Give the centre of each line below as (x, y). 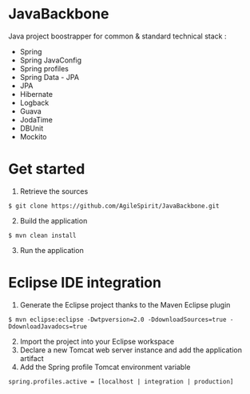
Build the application (54, 220)
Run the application (52, 250)
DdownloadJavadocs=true (48, 326)
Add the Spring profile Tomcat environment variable (105, 367)
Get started (47, 169)
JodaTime (36, 119)
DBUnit (32, 128)
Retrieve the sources (54, 191)
